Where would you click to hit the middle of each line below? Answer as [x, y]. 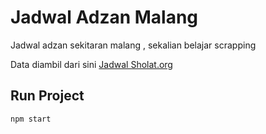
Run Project [47, 96]
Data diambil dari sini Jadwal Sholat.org [91, 64]
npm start [31, 119]
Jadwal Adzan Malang [104, 17]
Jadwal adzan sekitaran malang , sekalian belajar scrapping [133, 45]
